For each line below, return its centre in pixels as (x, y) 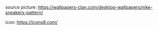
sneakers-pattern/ (24, 12)
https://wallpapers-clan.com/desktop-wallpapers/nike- (95, 7)
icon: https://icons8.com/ (32, 22)
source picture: (21, 7)
